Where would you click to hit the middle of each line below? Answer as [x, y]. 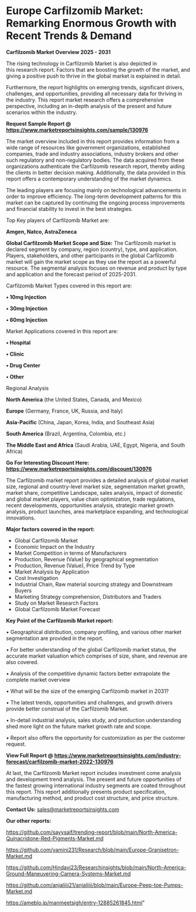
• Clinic [15, 354]
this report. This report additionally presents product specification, [86, 792]
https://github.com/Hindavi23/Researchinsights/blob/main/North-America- [96, 867]
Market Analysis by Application [52, 572]
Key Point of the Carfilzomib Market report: [60, 621]
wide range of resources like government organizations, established [88, 147]
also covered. [23, 662]
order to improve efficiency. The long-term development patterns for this [94, 196]
